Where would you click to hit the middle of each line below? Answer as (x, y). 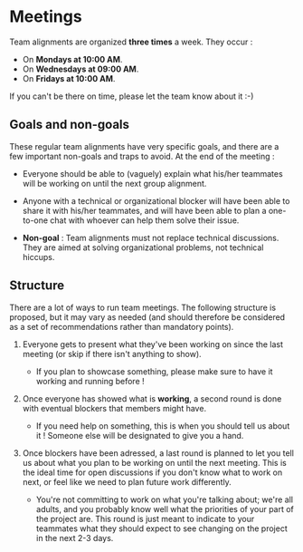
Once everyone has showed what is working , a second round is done (152, 398)
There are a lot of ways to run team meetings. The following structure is (143, 307)
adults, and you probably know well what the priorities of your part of (165, 508)
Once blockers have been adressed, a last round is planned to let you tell (158, 453)
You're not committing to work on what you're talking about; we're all (165, 499)
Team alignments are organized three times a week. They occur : (131, 42)
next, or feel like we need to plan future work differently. (127, 481)
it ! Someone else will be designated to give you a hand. (140, 435)
